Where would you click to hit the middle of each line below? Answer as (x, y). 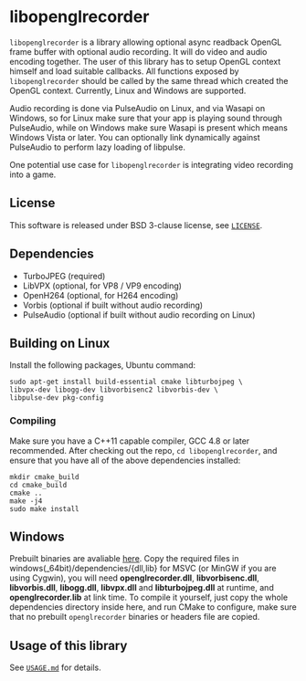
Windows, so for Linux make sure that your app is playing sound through (146, 118)
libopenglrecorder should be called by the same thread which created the (149, 80)
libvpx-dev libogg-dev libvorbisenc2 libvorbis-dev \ (114, 390)
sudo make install (44, 508)
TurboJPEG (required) (64, 276)
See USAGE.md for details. (56, 667)
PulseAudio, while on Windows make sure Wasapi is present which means (148, 127)
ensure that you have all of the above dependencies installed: (125, 460)
